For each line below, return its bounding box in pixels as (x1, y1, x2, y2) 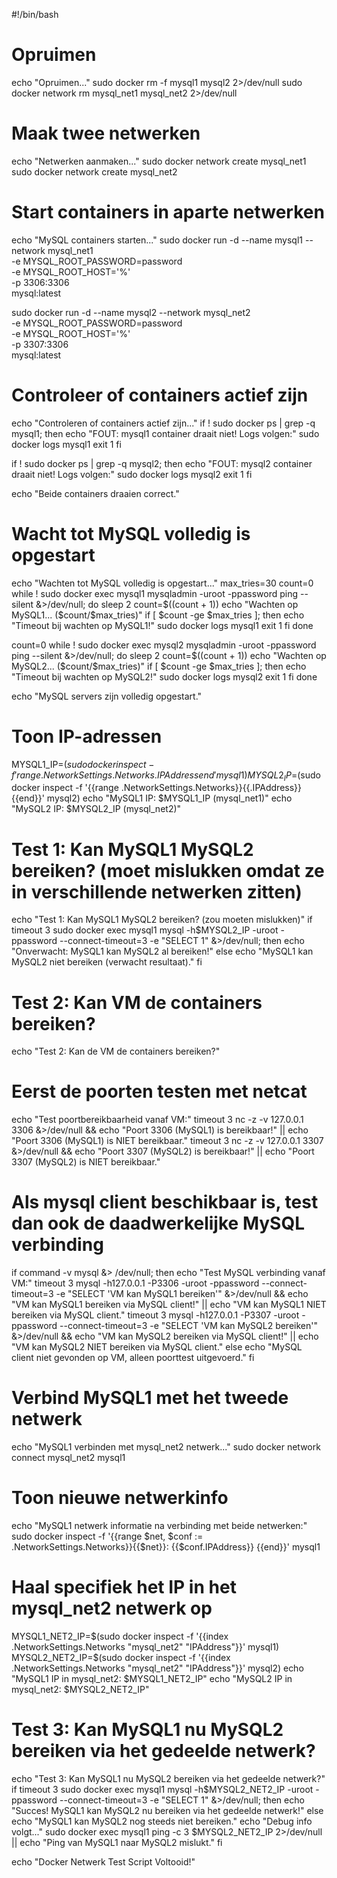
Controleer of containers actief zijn (11, 384, 309, 406)
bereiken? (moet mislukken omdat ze (11, 859, 325, 882)
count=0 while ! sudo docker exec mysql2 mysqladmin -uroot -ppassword (11, 639, 317, 651)
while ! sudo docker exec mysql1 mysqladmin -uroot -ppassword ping (11, 587, 299, 599)
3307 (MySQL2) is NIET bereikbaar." (11, 1156, 161, 1168)
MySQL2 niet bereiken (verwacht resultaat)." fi (11, 956, 203, 968)
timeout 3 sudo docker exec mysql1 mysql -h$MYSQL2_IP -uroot (11, 924, 279, 936)
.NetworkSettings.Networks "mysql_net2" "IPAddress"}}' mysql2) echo (11, 1662, 304, 1674)
